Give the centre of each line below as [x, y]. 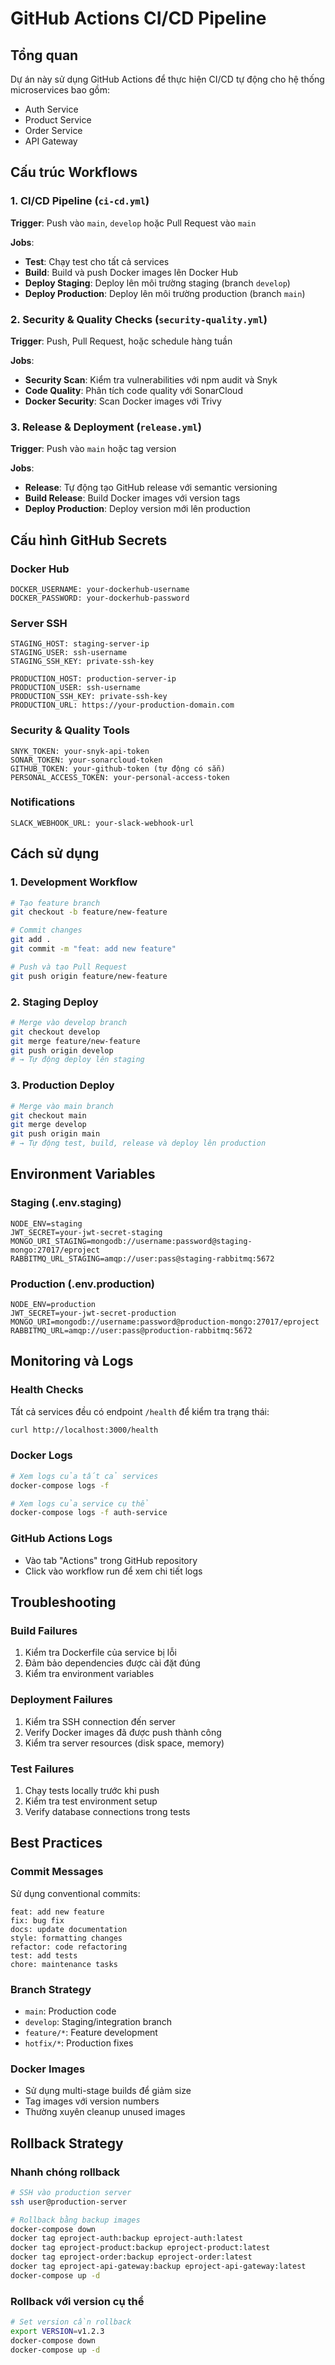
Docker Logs [41, 1455]
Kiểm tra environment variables [89, 1674]
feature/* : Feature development [91, 2032]
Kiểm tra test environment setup [91, 1801]
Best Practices [56, 1843]
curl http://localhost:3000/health [84, 1430]
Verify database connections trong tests [107, 1811]
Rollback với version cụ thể [77, 2301]
